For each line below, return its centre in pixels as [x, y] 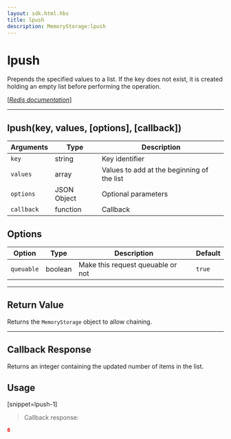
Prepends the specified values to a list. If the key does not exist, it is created [115, 79]
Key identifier [123, 159]
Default [208, 253]
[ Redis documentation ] [40, 100]
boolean [59, 269]
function [68, 210]
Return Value [35, 305]
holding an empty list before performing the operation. [84, 87]
